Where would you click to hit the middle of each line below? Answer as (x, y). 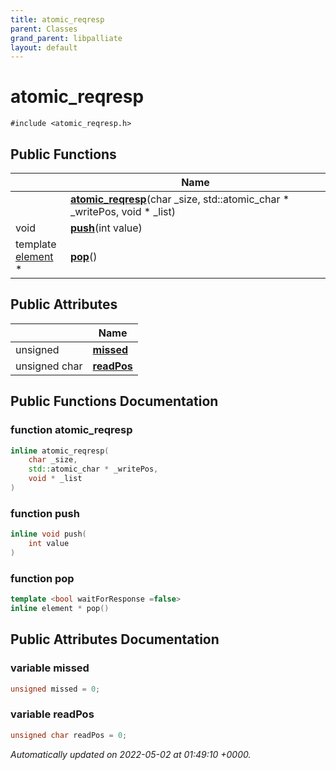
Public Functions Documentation (114, 401)
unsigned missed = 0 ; (55, 689)
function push (45, 513)
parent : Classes (44, 29)
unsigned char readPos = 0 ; (69, 735)
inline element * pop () (60, 608)
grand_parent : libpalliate (66, 38)
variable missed (50, 668)
